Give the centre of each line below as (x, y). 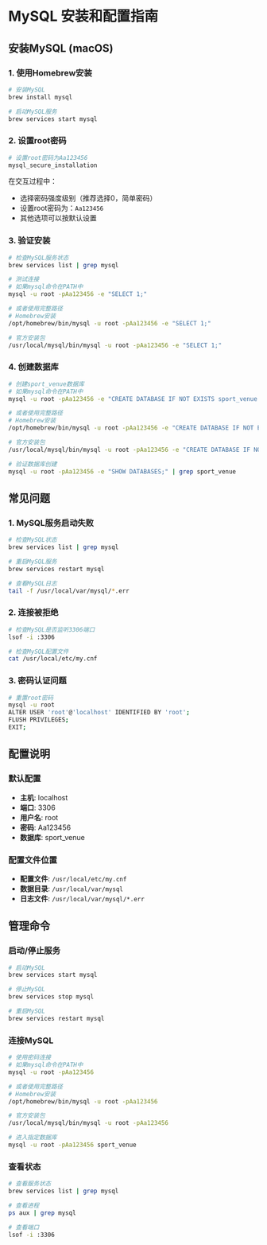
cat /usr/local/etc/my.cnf (53, 659)
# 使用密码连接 (30, 1058)
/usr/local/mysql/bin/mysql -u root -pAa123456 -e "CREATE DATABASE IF (129, 449)
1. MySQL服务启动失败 (51, 523)
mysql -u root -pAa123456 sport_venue (72, 1145)
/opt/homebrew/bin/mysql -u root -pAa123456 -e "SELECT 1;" (110, 323)
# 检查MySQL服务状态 (39, 258)
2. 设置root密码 (37, 141)
